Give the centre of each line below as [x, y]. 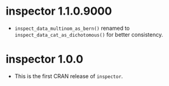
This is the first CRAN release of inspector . [69, 76]
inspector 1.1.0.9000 [59, 11]
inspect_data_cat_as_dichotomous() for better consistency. [89, 34]
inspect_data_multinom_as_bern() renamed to [72, 28]
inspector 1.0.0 [45, 59]
